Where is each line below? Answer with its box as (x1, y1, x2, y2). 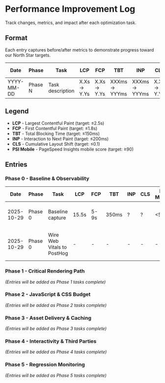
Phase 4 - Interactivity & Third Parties (5, 338, 97, 345)
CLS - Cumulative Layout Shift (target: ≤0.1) (12, 141, 101, 147)
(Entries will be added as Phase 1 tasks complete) (5, 279, 106, 285)
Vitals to (48, 244, 67, 251)
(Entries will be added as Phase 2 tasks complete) (5, 302, 107, 308)
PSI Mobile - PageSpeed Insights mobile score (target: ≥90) (12, 146, 134, 152)
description (48, 87, 75, 94)
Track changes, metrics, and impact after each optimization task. (5, 20, 137, 26)
